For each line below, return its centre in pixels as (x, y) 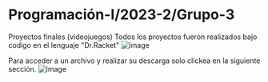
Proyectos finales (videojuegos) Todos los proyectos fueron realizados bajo (133, 37)
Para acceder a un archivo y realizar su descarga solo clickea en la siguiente (134, 61)
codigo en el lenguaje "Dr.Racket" (64, 45)
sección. (22, 68)
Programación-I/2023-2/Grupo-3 (122, 15)
